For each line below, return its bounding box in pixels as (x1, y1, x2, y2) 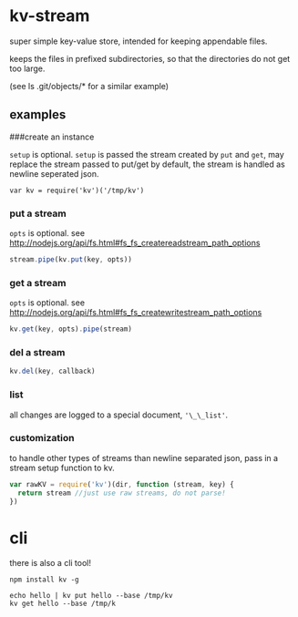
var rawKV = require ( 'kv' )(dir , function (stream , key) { (9, 479, 234, 488)
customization (9, 432, 75, 445)
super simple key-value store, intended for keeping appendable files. (9, 36, 268, 46)
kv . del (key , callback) (9, 366, 96, 376)
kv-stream (9, 5, 90, 26)
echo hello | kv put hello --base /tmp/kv (9, 591, 173, 601)
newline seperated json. (9, 168, 99, 179)
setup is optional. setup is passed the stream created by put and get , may (9, 149, 284, 159)
